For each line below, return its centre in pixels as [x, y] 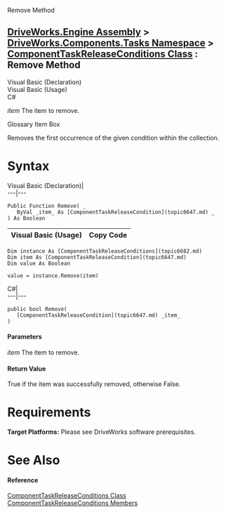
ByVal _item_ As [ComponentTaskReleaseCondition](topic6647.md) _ [116, 212]
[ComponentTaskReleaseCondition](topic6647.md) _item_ [98, 315]
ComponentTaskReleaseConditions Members [73, 503]
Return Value [27, 369]
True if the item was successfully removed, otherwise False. [94, 384]
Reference [23, 480]
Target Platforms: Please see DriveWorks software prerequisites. [102, 432]
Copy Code [108, 235]
